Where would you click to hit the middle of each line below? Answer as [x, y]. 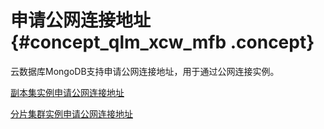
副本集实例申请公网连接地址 [67, 92]
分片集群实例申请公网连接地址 [71, 113]
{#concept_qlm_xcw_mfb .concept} [162, 42]
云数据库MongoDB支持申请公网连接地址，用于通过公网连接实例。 [145, 71]
